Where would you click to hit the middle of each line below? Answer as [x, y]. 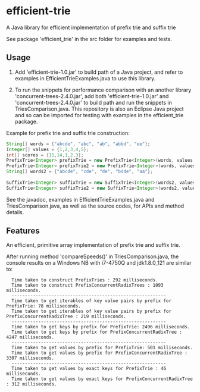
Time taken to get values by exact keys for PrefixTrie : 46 [89, 369]
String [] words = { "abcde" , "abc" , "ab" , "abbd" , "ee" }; [78, 144]
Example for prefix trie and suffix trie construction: [68, 133]
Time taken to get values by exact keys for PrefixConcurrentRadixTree [102, 379]
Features [23, 231]
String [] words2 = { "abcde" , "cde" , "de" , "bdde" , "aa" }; [79, 172]
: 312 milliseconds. [32, 384]
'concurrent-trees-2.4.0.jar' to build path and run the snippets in [93, 102]
